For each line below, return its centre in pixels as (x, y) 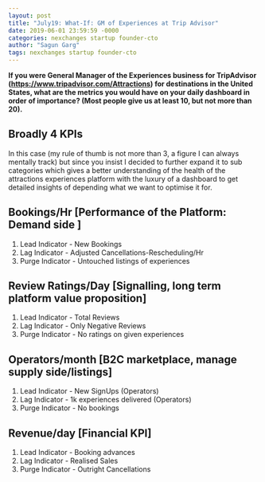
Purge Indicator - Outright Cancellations (85, 469)
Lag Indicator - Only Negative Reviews (83, 326)
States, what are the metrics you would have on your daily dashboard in (129, 92)
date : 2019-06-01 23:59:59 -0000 (64, 30)
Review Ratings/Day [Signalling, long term (115, 286)
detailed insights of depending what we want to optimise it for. (110, 187)
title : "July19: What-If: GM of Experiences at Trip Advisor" (113, 23)
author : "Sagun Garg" (44, 45)
